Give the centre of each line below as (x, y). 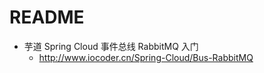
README (47, 17)
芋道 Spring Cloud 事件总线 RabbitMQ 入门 (111, 46)
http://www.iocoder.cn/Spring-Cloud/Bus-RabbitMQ (146, 57)
